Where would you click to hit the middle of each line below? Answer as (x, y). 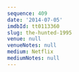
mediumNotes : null (33, 58)
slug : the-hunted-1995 (39, 33)
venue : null (24, 39)
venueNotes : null (32, 45)
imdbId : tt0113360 (33, 26)
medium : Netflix (30, 52)
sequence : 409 (27, 13)
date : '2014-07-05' (35, 20)
